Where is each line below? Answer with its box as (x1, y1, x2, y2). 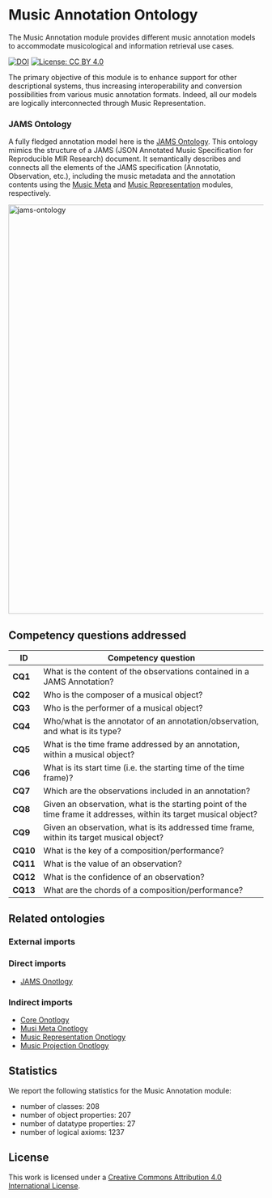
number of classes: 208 (19, 1101, 100, 1111)
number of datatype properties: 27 (19, 1119, 136, 1128)
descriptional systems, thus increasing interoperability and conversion (8, 81, 243, 91)
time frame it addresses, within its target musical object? (43, 809, 257, 820)
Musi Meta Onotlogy (19, 1023, 88, 1033)
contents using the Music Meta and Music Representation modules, (8, 180, 233, 189)
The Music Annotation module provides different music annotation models (8, 32, 256, 42)
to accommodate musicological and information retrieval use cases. (8, 40, 235, 50)
